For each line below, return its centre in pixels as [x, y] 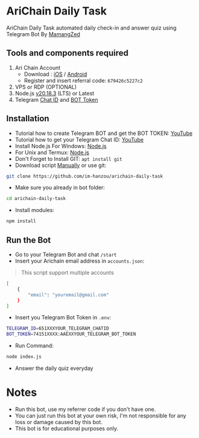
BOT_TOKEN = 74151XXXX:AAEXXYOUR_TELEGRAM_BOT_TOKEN [71, 334]
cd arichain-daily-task [36, 199]
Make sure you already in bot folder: [60, 187]
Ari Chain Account [38, 67]
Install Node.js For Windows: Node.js [61, 146]
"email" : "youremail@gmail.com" [69, 295]
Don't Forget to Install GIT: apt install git [68, 158]
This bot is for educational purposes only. [67, 428]
